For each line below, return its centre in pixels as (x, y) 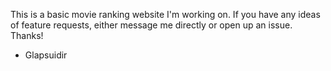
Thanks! (27, 35)
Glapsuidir (46, 55)
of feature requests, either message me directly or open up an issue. (151, 25)
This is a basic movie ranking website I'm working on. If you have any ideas (165, 14)
